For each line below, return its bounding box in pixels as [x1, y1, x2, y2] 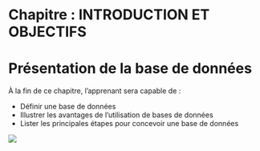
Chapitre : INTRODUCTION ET [8, 6, 210, 24]
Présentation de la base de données [8, 59, 253, 78]
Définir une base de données [19, 102, 116, 112]
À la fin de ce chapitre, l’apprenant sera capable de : [8, 86, 181, 96]
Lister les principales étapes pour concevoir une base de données [19, 119, 239, 129]
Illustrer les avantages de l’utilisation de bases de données [19, 110, 214, 120]
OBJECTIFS [8, 22, 87, 41]
